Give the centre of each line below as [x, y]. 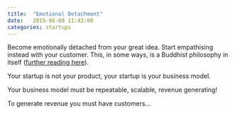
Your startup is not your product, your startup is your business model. [109, 76]
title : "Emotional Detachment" [55, 14]
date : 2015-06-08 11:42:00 [50, 21]
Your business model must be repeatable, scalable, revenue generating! [113, 90]
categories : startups [39, 27]
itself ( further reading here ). [48, 62]
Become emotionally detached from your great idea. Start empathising [110, 48]
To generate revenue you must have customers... [79, 104]
